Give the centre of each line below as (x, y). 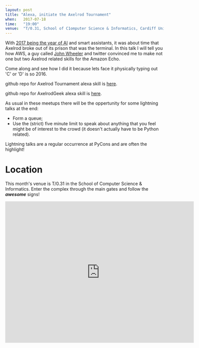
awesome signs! (23, 195)
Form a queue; (28, 118)
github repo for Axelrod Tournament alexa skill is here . (61, 84)
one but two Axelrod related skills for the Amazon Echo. (63, 59)
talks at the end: (22, 109)
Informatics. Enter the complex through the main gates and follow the (77, 189)
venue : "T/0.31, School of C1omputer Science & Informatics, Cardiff (81, 29)
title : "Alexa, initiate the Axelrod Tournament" (58, 15)
